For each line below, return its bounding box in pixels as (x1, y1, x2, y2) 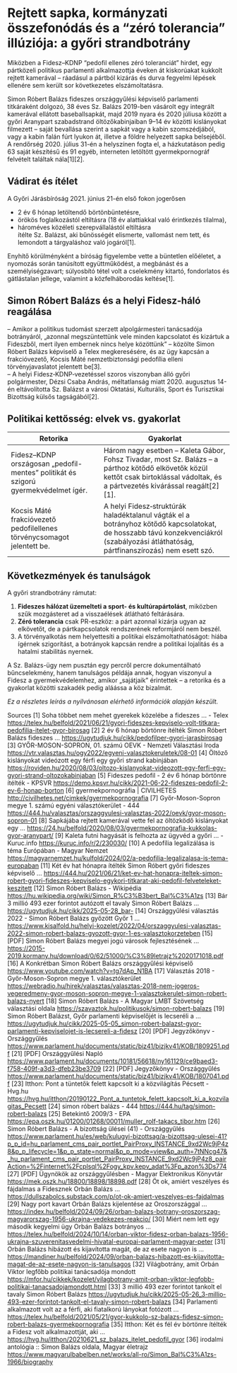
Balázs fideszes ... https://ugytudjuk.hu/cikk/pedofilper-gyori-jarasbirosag (7, 734, 223, 742)
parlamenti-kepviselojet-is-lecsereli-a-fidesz (7, 1027, 138, 1035)
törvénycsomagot (11, 532, 69, 542)
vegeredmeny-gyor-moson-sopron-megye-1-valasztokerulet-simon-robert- (7, 989, 228, 998)
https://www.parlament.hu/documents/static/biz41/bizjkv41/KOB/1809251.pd (7, 1042, 230, 1050)
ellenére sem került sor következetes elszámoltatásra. (7, 81, 164, 89)
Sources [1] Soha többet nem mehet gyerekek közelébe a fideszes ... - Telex (7, 711, 229, 720)
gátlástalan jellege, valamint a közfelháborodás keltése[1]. (7, 274, 175, 282)
